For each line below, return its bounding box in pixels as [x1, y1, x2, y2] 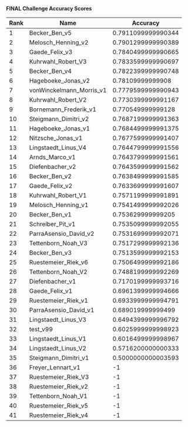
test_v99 [29, 325, 53, 333]
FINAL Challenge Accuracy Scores [6, 5, 92, 12]
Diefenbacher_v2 [29, 163, 76, 171]
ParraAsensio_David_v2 [29, 229, 95, 238]
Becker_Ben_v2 [29, 172, 72, 180]
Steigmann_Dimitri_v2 [29, 115, 89, 123]
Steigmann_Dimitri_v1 [29, 354, 89, 362]
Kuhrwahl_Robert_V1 [29, 191, 87, 199]
